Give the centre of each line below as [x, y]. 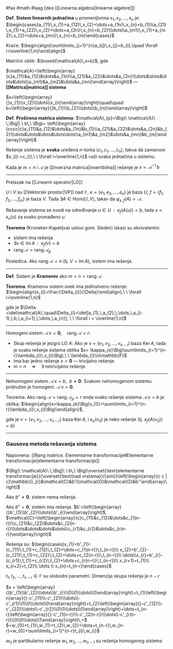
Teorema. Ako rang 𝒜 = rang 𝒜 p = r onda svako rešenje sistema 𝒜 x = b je [85, 398]
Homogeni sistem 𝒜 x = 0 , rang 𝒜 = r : [48, 333]
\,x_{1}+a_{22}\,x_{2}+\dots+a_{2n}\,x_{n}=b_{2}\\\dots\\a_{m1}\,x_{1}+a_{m [86, 30]
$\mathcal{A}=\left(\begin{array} [41, 71]
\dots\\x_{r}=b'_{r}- [143, 555]
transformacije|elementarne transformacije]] [53, 461]
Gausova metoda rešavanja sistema [51, 444]
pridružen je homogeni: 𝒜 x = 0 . [40, 387]
